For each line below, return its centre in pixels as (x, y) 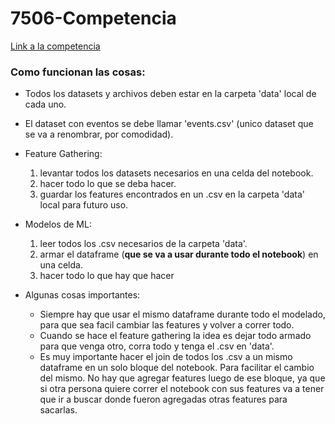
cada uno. (45, 104)
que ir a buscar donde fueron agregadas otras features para (163, 399)
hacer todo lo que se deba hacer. (108, 184)
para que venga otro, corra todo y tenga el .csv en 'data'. (157, 346)
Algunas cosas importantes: (82, 295)
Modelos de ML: (58, 224)
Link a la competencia (55, 46)
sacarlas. (58, 410)
